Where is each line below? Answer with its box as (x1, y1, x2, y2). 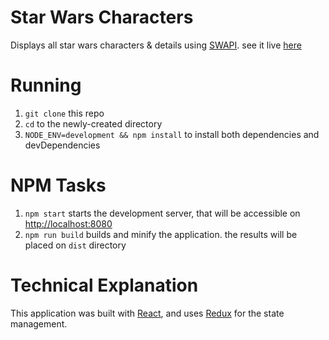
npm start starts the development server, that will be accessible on (24, 207, 301, 219)
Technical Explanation (10, 274, 199, 296)
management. (10, 317, 68, 330)
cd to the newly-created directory (24, 117, 163, 130)
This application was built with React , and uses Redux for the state (10, 307, 285, 319)
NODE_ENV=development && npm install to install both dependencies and (24, 128, 320, 140)
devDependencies (24, 139, 101, 151)
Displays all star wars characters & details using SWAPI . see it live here (10, 39, 302, 51)
